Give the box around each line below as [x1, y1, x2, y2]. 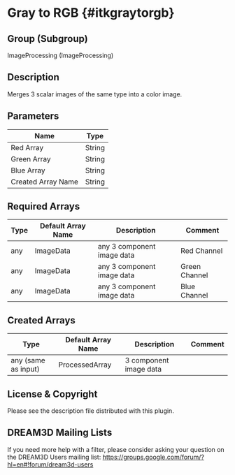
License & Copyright [7, 388, 98, 400]
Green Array [10, 154, 51, 163]
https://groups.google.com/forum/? [102, 453, 205, 461]
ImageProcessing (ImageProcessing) [7, 51, 114, 59]
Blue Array [10, 166, 45, 175]
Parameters [7, 110, 59, 122]
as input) [10, 365, 40, 374]
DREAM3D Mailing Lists [7, 427, 113, 439]
